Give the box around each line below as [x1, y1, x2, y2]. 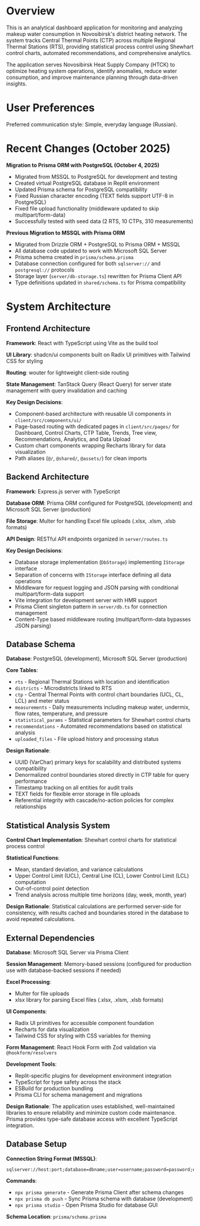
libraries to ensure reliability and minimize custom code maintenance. [6, 1109, 177, 1117]
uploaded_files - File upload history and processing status [14, 736, 159, 743]
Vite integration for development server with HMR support [14, 596, 158, 603]
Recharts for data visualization [14, 1026, 90, 1033]
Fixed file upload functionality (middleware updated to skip [14, 205, 160, 212]
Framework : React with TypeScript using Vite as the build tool [6, 339, 158, 346]
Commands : [6, 1177, 37, 1184]
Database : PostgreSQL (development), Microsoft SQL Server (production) [6, 655, 187, 662]
